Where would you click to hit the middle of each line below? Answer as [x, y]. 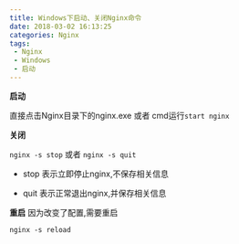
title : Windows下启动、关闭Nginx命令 [76, 18]
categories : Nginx [44, 35]
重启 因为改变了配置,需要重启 [64, 212]
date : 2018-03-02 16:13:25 [61, 27]
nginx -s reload [40, 229]
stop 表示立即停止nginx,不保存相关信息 [95, 174]
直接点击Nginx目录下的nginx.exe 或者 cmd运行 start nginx [119, 115]
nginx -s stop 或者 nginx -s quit [73, 154]
